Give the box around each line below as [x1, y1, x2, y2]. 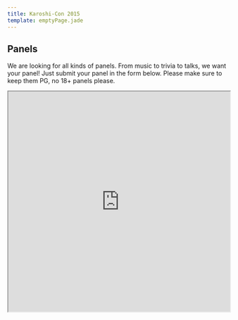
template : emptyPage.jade [7, 17, 83, 24]
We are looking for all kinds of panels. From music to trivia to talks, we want [7, 61, 227, 70]
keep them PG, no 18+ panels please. [7, 77, 115, 85]
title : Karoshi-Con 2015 [7, 10, 80, 18]
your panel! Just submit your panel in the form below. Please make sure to [7, 69, 223, 78]
